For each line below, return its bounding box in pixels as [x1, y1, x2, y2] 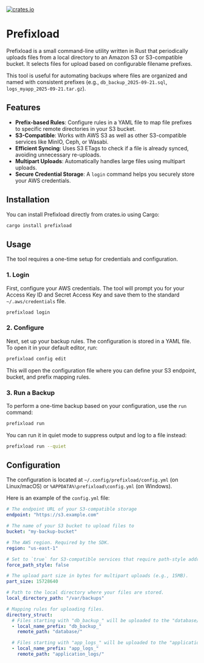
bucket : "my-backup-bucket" [6, 528, 78, 535]
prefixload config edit [6, 356, 67, 362]
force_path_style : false [6, 562, 69, 568]
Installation [6, 195, 50, 205]
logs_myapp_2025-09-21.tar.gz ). [6, 85, 86, 92]
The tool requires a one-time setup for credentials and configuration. [6, 256, 178, 263]
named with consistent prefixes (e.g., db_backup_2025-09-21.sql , [6, 78, 168, 85]
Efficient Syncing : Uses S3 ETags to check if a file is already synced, [15, 144, 189, 152]
